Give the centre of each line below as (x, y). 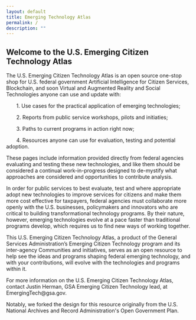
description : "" (26, 28)
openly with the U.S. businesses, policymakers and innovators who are (92, 207)
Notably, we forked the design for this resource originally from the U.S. (92, 305)
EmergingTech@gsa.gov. (36, 293)
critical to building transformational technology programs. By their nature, (95, 214)
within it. (17, 269)
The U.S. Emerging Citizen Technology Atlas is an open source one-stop (94, 76)
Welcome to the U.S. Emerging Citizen (77, 52)
